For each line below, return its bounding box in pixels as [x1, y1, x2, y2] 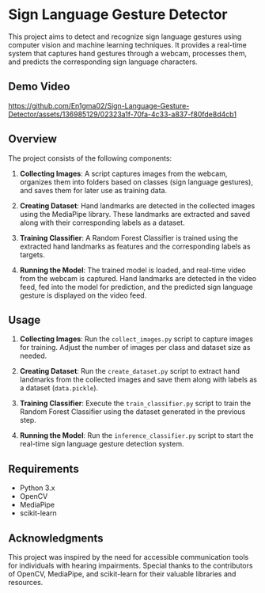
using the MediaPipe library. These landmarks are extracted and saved [19, 209, 251, 219]
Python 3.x [19, 483, 55, 492]
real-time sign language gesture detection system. [19, 439, 184, 449]
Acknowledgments [8, 531, 104, 545]
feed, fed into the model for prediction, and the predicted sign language [19, 282, 253, 291]
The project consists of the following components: [8, 153, 172, 163]
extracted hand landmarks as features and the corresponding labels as [19, 241, 251, 251]
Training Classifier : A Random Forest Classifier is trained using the [19, 233, 239, 242]
